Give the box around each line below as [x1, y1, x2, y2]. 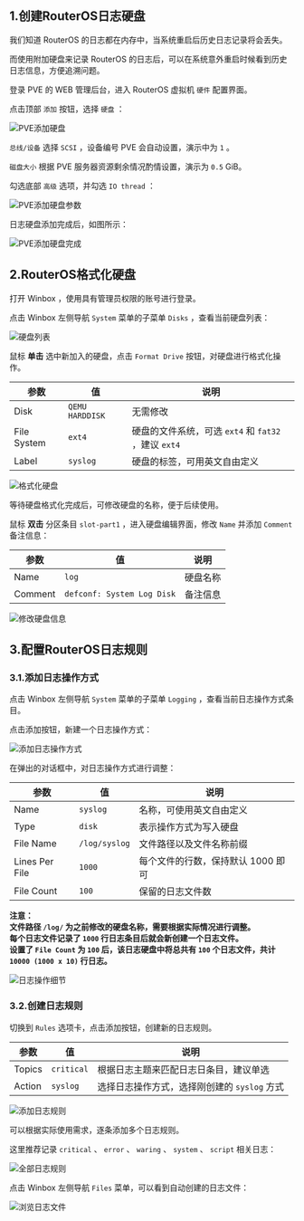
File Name [14, 837, 57, 850]
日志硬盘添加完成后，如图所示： [9, 218, 128, 229]
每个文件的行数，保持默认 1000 [138, 854, 274, 867]
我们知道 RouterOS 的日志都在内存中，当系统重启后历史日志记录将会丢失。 [9, 34, 288, 45]
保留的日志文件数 [138, 885, 213, 898]
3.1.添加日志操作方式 [9, 671, 100, 683]
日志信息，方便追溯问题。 [9, 64, 105, 75]
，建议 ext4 [131, 438, 181, 451]
